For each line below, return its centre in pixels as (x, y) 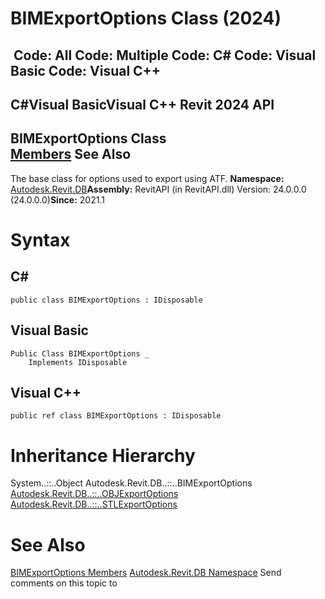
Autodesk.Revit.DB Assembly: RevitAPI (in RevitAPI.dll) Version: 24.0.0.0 (158, 189)
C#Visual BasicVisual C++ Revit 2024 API (142, 104)
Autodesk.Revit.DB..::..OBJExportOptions (94, 494)
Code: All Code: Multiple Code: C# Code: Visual (165, 55)
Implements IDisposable (78, 362)
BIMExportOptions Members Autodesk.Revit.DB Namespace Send (146, 573)
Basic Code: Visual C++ (86, 70)
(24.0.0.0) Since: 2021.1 (57, 199)
